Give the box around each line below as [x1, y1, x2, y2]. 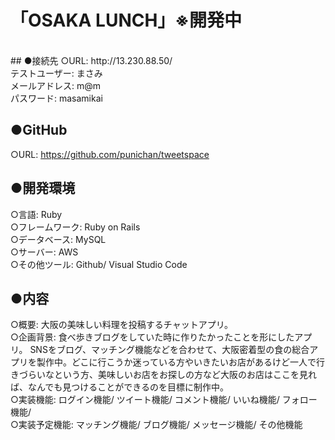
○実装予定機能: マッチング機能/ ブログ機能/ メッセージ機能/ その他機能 [10, 419, 303, 431]
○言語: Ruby [10, 208, 63, 220]
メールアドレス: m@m [10, 79, 102, 91]
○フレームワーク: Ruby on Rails [10, 221, 141, 233]
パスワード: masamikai [10, 92, 103, 104]
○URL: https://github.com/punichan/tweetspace [10, 148, 210, 160]
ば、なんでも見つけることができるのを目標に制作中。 [10, 381, 230, 393]
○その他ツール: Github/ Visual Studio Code [10, 258, 188, 270]
